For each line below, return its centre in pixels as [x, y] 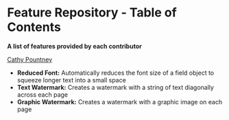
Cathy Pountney [30, 59]
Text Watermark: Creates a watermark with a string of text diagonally [116, 87]
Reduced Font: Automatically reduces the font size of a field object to [116, 73]
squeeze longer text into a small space [72, 80]
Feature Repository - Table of [92, 13]
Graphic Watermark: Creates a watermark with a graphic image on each [120, 101]
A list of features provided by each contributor [74, 46]
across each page [43, 95]
